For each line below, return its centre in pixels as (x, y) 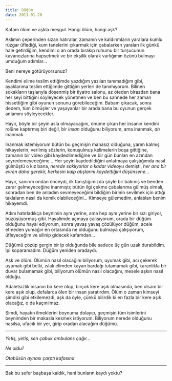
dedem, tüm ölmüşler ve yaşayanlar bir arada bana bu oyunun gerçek (79, 108)
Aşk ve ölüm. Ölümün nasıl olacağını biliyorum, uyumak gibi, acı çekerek (81, 260)
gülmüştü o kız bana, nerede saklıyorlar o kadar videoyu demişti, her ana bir (86, 166)
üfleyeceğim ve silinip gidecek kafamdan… (50, 235)
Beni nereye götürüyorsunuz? (36, 71)
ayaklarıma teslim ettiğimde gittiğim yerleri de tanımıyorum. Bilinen (75, 86)
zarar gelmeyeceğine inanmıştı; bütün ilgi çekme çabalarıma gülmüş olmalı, (84, 187)
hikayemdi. (17, 203)
